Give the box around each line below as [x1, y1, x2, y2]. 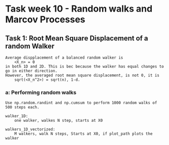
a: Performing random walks [5, 89, 77, 96]
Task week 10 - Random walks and [5, 3, 153, 15]
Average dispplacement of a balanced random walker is [5, 55, 123, 60]
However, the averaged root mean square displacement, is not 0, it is [5, 73, 159, 78]
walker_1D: [5, 114, 28, 119]
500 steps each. [5, 105, 39, 110]
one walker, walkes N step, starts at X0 [14, 118, 103, 123]
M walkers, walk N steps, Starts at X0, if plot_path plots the [14, 131, 153, 136]
